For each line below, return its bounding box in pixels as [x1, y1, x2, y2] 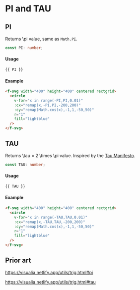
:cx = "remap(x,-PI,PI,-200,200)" [14, 103, 81, 108]
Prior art [5, 256, 31, 265]
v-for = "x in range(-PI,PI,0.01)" [14, 98, 83, 103]
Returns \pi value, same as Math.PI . [5, 36, 78, 42]
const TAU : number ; [5, 162, 46, 167]
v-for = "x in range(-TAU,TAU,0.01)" [14, 215, 88, 220]
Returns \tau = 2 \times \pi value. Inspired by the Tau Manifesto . [5, 152, 136, 159]
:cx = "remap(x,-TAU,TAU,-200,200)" [14, 219, 85, 225]
